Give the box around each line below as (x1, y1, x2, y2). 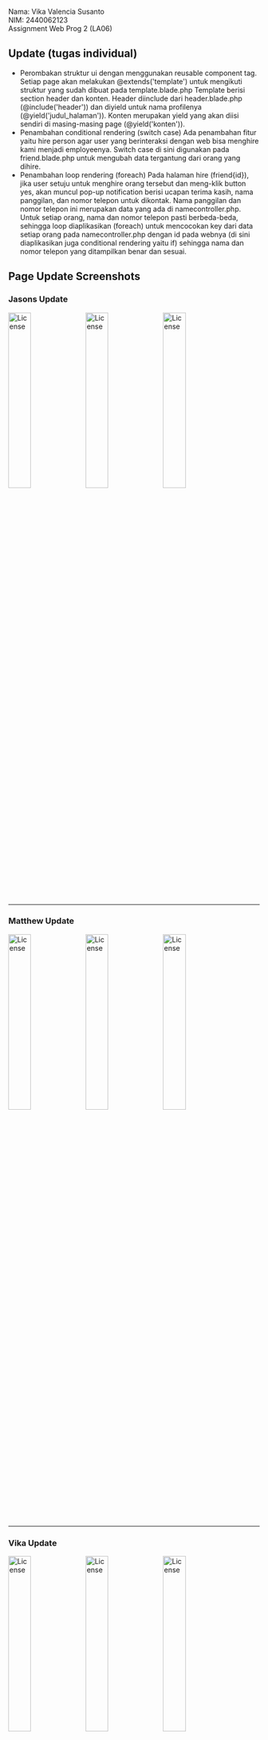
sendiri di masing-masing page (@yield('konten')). (19, 119, 186, 129)
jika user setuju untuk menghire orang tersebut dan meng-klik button (19, 178, 246, 188)
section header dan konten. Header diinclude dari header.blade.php (19, 94, 243, 103)
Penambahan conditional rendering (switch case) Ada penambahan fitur (19, 127, 257, 137)
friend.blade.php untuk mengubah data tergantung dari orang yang (19, 153, 241, 162)
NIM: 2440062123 (8, 15, 69, 25)
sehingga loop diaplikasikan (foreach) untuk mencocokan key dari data (19, 221, 254, 230)
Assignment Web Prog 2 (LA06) (8, 24, 113, 33)
